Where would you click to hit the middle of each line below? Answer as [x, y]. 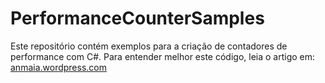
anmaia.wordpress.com [58, 67]
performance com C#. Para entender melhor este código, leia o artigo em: [163, 56]
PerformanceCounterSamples [137, 18]
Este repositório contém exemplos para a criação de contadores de [149, 46]
